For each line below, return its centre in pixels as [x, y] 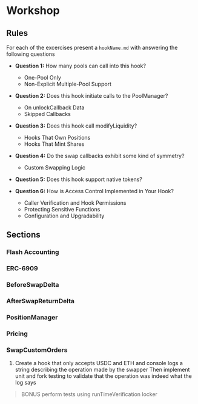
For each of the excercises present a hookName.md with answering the [92, 47]
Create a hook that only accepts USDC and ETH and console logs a [99, 363]
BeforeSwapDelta [33, 285]
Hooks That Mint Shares [54, 144]
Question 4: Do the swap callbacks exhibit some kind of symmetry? [100, 156]
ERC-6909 [22, 269]
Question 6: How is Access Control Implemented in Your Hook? [94, 191]
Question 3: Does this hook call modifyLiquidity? [76, 126]
